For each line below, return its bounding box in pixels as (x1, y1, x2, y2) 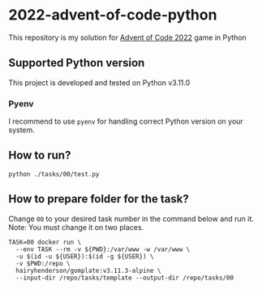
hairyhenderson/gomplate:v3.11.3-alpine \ (15, 266, 161, 275)
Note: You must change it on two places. (8, 222, 144, 232)
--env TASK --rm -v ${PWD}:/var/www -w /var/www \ (15, 245, 191, 253)
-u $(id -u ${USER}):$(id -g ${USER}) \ (15, 252, 154, 261)
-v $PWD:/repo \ (15, 259, 71, 267)
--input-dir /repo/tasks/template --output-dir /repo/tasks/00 (15, 274, 234, 282)
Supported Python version (8, 56, 145, 70)
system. (8, 125, 35, 135)
